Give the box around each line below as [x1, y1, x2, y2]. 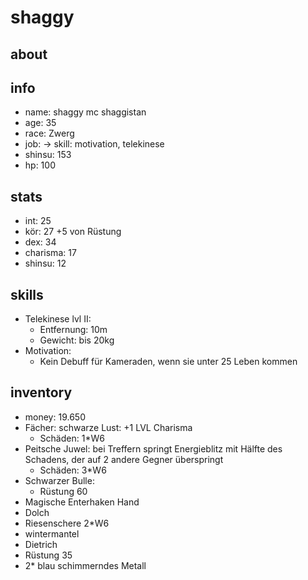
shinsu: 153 [24, 149, 72, 161]
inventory [10, 384, 73, 401]
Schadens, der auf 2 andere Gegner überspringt [24, 453, 224, 465]
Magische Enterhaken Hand [24, 496, 140, 508]
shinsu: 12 [24, 257, 67, 270]
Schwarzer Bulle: [24, 474, 95, 486]
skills [10, 286, 44, 303]
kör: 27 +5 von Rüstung [24, 226, 122, 238]
